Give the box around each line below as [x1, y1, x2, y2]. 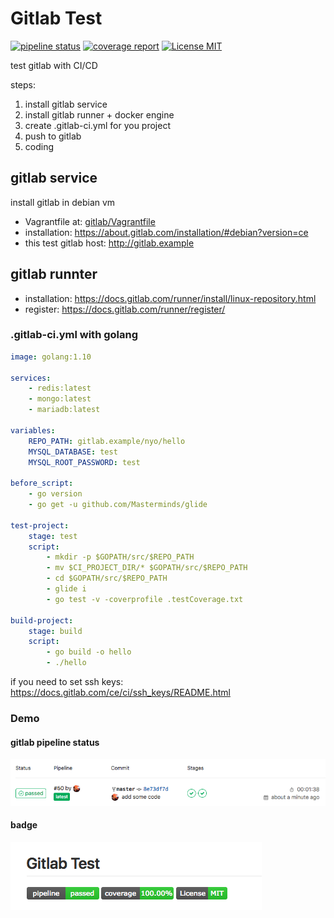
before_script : [10, 478, 74, 489]
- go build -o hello [46, 647, 132, 657]
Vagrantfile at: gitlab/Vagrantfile [24, 215, 156, 227]
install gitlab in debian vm [10, 196, 116, 208]
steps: [10, 78, 36, 91]
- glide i [46, 584, 87, 594]
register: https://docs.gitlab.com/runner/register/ [24, 303, 226, 315]
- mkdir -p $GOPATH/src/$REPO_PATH [46, 552, 195, 562]
